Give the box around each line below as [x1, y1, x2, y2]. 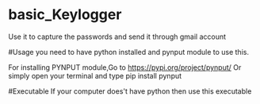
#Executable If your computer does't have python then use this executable [8, 86, 252, 96]
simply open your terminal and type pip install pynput [8, 71, 182, 80]
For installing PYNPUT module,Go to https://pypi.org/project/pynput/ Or [8, 62, 242, 72]
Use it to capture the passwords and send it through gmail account [8, 32, 227, 41]
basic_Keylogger [8, 6, 122, 24]
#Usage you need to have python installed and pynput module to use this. [8, 47, 250, 56]
